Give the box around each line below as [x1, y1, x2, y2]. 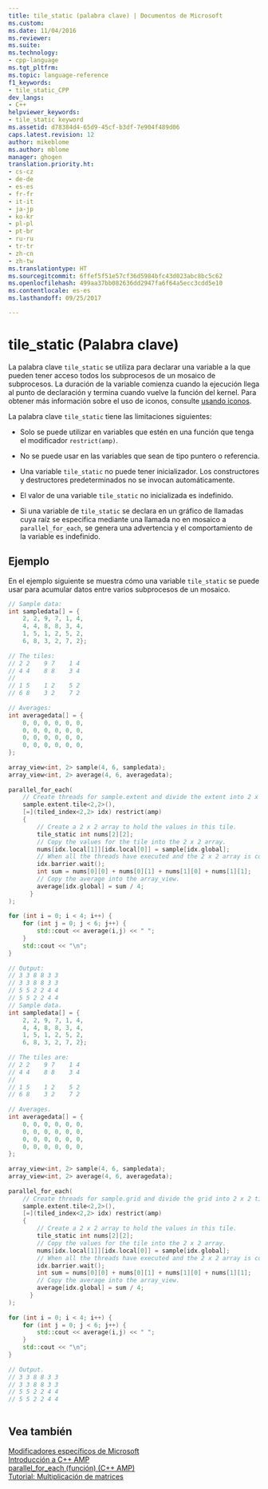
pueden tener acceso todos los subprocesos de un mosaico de [8, 370, 216, 380]
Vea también [8, 1425, 73, 1439]
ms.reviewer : [8, 34, 52, 42]
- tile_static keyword [8, 116, 84, 124]
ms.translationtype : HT [8, 265, 88, 273]
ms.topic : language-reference [8, 71, 109, 79]
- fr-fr [8, 190, 34, 198]
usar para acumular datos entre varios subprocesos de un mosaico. [8, 585, 231, 594]
